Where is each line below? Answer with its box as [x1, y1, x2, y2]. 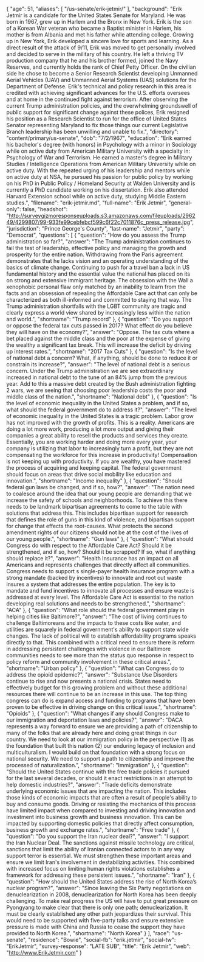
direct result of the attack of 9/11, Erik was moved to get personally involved [6, 44, 196, 51]
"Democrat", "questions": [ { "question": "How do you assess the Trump [6, 231, 186, 239]
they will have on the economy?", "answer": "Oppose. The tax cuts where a [6, 329, 194, 335]
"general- [168, 199, 192, 206]
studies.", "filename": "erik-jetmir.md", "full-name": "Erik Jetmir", [6, 199, 168, 206]
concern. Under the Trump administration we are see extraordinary [6, 368, 174, 374]
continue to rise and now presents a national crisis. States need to [6, 678, 172, 685]
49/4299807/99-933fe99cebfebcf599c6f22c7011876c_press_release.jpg [6, 218, 191, 226]
